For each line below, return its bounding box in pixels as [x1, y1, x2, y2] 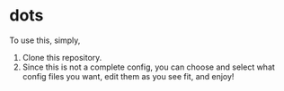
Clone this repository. [22, 52, 102, 62]
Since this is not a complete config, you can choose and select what [22, 62, 276, 72]
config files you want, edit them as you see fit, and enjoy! [22, 70, 235, 81]
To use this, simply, [9, 35, 81, 45]
